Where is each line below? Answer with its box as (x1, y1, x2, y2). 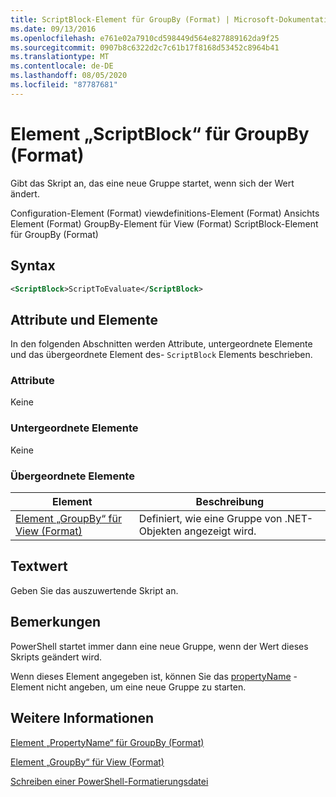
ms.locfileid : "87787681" (10, 80, 118, 90)
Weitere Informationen (10, 710, 155, 727)
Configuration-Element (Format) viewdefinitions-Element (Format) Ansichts (10, 207, 320, 219)
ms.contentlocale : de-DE (10, 61, 114, 71)
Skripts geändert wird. (10, 651, 103, 663)
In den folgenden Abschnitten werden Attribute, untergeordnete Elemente (10, 338, 313, 350)
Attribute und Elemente (10, 311, 158, 328)
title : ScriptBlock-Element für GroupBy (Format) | (10, 14, 230, 25)
